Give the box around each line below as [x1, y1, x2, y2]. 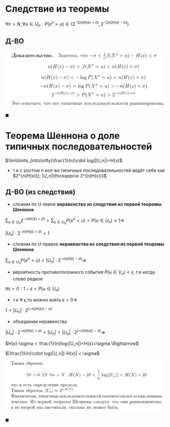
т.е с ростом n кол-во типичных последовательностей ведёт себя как [12, 167, 165, 173]
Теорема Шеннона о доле [5, 130, 120, 141]
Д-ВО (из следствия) [5, 187, 75, 196]
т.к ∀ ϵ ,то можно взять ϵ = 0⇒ [12, 296, 78, 303]
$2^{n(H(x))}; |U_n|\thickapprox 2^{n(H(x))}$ [12, 173, 107, 179]
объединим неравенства [12, 318, 67, 324]
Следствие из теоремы [5, 3, 109, 15]
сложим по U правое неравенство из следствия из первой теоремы [12, 241, 164, 247]
